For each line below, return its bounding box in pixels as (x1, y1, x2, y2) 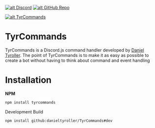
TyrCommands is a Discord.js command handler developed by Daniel (5, 47, 144, 53)
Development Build (5, 109, 44, 114)
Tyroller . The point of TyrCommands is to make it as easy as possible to (5, 52, 149, 58)
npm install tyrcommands (5, 100, 56, 105)
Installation (5, 74, 52, 86)
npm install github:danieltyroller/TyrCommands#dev (5, 118, 112, 123)
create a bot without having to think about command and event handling (5, 57, 150, 63)
